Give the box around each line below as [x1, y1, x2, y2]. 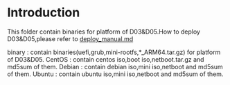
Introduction [7, 5, 80, 21]
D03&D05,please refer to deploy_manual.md [7, 34, 134, 42]
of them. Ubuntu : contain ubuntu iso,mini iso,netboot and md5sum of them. [7, 70, 224, 78]
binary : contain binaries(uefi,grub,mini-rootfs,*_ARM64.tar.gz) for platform [7, 48, 221, 56]
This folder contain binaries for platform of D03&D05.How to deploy [7, 27, 201, 36]
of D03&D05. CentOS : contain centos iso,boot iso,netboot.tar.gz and [7, 55, 204, 63]
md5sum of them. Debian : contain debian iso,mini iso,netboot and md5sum [7, 62, 223, 71]
